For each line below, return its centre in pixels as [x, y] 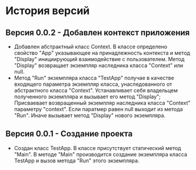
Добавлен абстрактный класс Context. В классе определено [91, 46]
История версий [48, 11]
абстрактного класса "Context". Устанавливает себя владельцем [96, 90]
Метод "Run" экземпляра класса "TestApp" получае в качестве [94, 78]
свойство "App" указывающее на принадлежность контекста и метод [102, 53]
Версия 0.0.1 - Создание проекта [69, 134]
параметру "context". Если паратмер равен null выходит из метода [98, 109]
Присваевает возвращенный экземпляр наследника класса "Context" [102, 103]
